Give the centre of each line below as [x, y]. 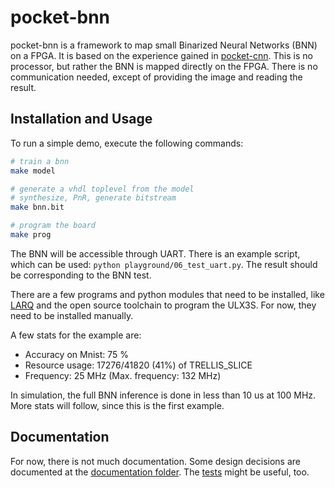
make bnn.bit [37, 207]
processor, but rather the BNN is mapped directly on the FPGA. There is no [164, 66]
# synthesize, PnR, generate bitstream [93, 198]
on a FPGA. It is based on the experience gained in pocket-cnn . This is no [161, 55]
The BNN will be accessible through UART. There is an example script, [155, 253]
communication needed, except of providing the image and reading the [156, 77]
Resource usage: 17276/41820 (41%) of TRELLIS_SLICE [138, 365]
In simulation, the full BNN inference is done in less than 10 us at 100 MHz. [163, 395]
